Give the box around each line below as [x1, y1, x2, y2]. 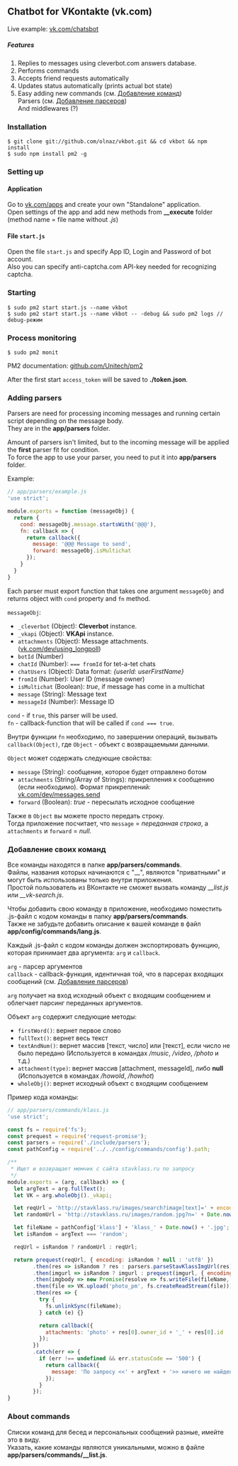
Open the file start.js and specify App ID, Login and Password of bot [7, 247, 211, 256]
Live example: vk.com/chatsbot [7, 24, 99, 33]
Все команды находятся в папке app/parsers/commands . [7, 860, 182, 869]
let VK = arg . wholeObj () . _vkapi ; [13, 1192, 113, 1199]
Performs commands [17, 66, 79, 75]
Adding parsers [7, 392, 62, 402]
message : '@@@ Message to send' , [33, 540, 132, 548]
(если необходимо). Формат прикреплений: [17, 782, 151, 791]
